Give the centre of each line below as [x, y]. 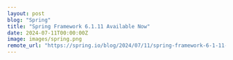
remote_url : [24, 46]
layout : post [26, 13]
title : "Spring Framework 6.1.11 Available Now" [79, 26]
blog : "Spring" [29, 20]
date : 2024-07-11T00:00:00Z [48, 33]
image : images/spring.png [44, 39]
